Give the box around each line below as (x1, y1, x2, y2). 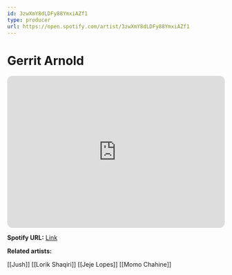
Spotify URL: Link (7, 234, 58, 242)
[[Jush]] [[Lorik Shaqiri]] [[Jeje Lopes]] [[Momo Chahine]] (7, 260, 172, 269)
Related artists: (7, 247, 52, 256)
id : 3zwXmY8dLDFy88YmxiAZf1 (7, 10, 88, 17)
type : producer (7, 17, 51, 23)
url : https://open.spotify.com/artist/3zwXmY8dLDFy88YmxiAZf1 (7, 23, 190, 30)
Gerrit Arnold (7, 53, 84, 68)
